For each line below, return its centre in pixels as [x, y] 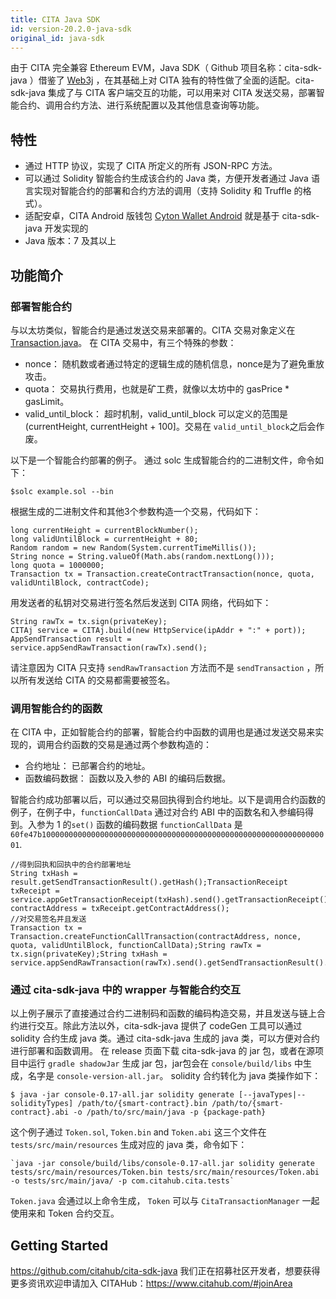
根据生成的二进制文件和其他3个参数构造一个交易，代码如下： [136, 511]
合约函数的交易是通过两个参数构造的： [132, 745]
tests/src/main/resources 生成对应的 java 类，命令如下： [129, 1145]
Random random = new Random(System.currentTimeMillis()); [133, 547]
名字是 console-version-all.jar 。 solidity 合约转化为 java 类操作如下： [174, 1076]
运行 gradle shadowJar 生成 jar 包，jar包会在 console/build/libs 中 [165, 1063]
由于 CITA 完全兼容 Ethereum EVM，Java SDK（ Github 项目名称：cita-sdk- [166, 68]
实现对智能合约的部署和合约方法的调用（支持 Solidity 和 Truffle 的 [168, 191]
